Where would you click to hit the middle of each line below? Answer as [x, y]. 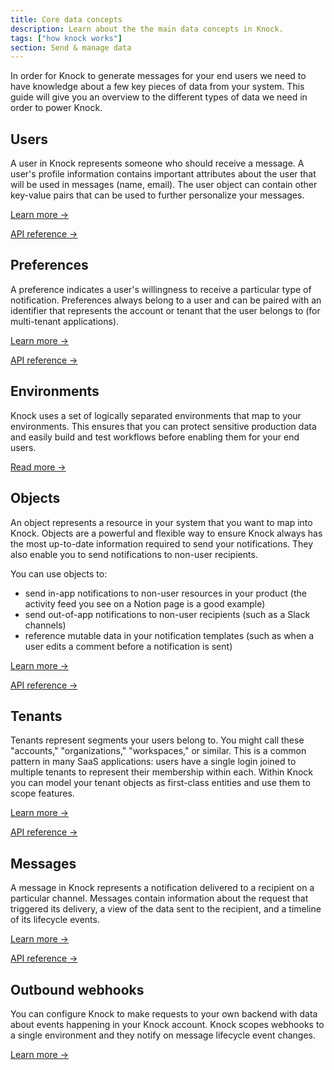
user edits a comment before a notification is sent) [128, 646]
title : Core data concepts [66, 19]
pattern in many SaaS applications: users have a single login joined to [153, 762]
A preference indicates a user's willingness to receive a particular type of [161, 289]
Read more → [38, 467]
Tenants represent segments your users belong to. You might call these [157, 740]
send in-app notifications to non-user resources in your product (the [165, 593]
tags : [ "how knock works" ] [66, 38]
